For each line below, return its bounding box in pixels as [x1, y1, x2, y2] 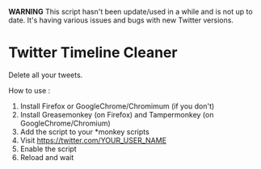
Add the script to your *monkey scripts [19, 126, 149, 136]
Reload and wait [19, 152, 74, 162]
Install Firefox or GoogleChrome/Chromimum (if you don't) [19, 101, 215, 111]
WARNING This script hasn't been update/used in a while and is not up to [8, 7, 253, 16]
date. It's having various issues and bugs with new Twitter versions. [8, 15, 234, 25]
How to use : [8, 85, 51, 95]
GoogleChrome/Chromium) [19, 118, 111, 128]
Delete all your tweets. [8, 70, 83, 80]
